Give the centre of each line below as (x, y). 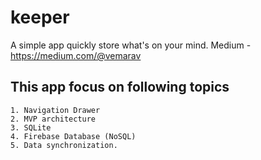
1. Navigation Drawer (55, 110)
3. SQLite (31, 127)
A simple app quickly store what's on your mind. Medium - (131, 45)
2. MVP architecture (53, 119)
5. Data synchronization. (64, 145)
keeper (40, 17)
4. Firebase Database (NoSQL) (73, 136)
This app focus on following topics (120, 87)
